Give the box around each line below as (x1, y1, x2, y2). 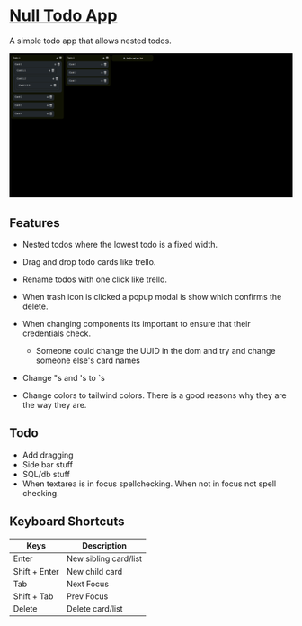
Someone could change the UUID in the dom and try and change (35, 345, 276, 356)
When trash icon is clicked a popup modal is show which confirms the (22, 291, 282, 302)
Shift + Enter (13, 566, 60, 576)
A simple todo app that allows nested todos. (9, 35, 173, 46)
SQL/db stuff (22, 468, 70, 479)
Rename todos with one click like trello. (22, 274, 168, 285)
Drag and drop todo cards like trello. (22, 256, 156, 267)
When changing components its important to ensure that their (22, 318, 252, 329)
